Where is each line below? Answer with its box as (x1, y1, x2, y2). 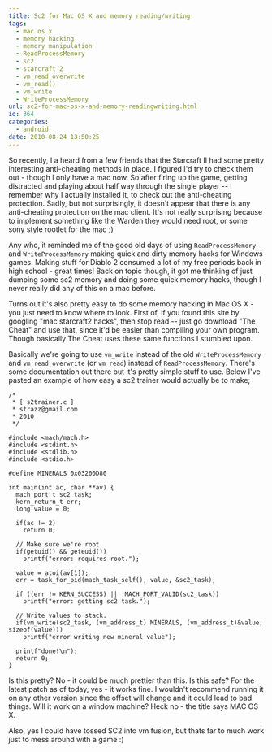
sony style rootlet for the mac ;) (8, 224, 114, 234)
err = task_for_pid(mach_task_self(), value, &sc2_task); (15, 576, 217, 584)
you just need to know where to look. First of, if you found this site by (8, 307, 240, 317)
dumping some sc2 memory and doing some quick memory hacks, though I (8, 274, 261, 285)
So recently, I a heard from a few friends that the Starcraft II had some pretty (8, 155, 265, 165)
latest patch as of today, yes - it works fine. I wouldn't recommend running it (8, 684, 264, 693)
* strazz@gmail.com (11, 405, 79, 413)
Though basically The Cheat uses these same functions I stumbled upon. (8, 333, 253, 343)
